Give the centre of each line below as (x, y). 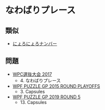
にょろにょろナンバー (35, 44)
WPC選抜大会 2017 (32, 74)
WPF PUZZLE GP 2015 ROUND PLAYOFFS (56, 86)
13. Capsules (33, 102)
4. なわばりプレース (40, 80)
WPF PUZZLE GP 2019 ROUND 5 (46, 97)
